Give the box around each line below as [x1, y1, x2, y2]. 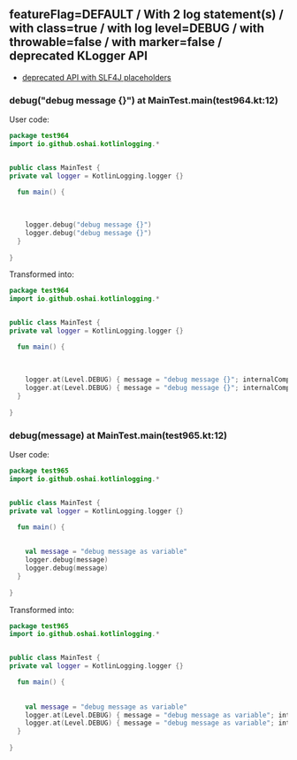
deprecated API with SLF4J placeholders [21, 72, 171, 82]
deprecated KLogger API [9, 49, 148, 64]
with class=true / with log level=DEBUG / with [9, 21, 265, 36]
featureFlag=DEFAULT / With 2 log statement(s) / [9, 7, 285, 22]
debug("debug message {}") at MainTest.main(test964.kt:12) [9, 94, 278, 106]
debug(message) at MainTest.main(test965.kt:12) [9, 429, 228, 441]
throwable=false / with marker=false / [9, 35, 223, 50]
